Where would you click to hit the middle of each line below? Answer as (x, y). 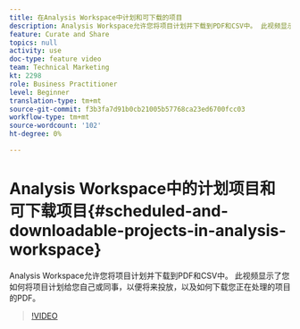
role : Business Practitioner (63, 84)
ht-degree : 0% (36, 134)
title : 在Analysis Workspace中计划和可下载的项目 (96, 17)
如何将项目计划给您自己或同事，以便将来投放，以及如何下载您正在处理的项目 (150, 286)
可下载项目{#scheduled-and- (119, 211)
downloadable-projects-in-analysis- (148, 231)
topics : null (33, 42)
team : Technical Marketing (59, 68)
